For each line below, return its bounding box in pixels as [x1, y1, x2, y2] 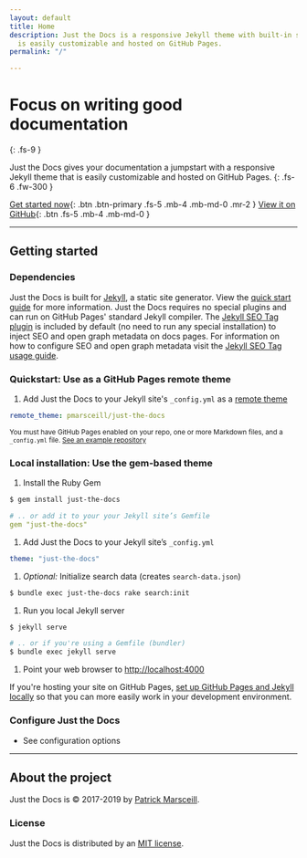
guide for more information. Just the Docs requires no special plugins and [9, 301, 287, 312]
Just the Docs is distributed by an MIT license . [9, 837, 185, 849]
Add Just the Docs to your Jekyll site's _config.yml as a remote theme [22, 393, 288, 404]
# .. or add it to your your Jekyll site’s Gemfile [9, 512, 210, 521]
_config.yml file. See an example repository [9, 435, 146, 445]
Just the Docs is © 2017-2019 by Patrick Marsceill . [9, 794, 200, 805]
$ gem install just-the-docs [9, 495, 121, 505]
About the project [9, 769, 112, 785]
